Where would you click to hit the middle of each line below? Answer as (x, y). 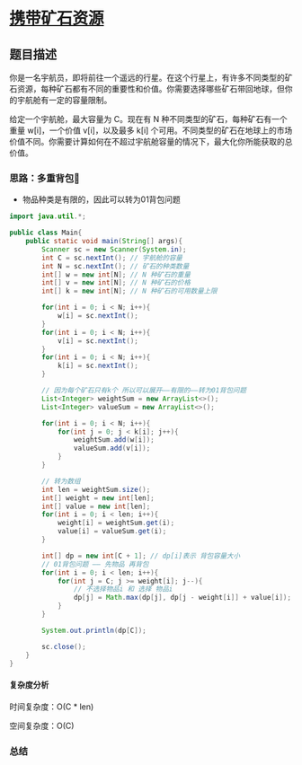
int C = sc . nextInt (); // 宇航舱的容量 (112, 258)
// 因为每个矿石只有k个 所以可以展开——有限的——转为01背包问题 (144, 391)
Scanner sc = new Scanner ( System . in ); (114, 249)
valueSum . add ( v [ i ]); (112, 448)
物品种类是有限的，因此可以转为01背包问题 (102, 199)
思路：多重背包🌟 (45, 178)
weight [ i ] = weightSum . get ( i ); (116, 523)
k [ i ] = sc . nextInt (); (98, 366)
